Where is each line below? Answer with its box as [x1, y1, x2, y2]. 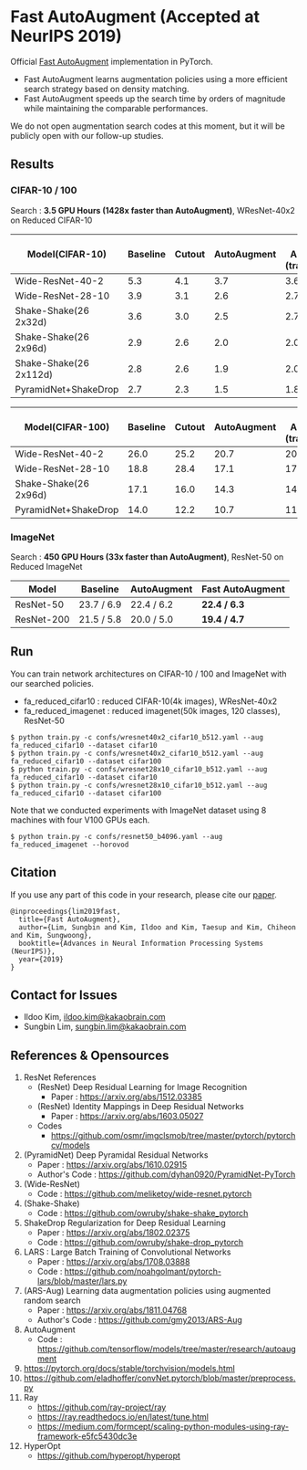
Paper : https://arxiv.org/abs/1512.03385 [50, 1091, 203, 1102]
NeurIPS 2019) [10, 26, 122, 47]
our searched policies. [10, 677, 95, 688]
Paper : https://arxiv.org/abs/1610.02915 [36, 1160, 188, 1171]
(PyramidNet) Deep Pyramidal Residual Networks [23, 1150, 209, 1160]
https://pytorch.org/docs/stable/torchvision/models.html [23, 1363, 235, 1374]
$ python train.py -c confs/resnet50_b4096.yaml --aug [10, 832, 223, 841]
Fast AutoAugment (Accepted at [10, 6, 261, 27]
